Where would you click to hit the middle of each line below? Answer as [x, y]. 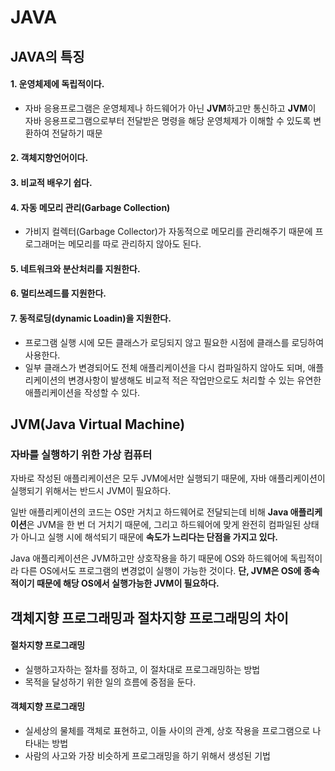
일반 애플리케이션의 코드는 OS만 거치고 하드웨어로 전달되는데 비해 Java [149, 512]
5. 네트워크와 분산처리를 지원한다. [75, 268]
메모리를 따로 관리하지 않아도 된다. [135, 244]
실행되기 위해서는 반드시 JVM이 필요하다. [91, 491]
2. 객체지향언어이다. [49, 158]
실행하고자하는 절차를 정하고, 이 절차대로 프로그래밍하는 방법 [142, 669]
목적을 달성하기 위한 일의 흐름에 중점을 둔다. [110, 682]
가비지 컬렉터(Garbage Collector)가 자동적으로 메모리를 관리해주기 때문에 [168, 232]
